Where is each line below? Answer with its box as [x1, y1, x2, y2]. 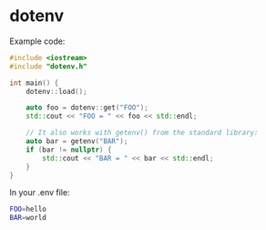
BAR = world [9, 214, 47, 223]
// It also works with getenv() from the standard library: [26, 129, 259, 138]
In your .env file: [9, 187, 70, 198]
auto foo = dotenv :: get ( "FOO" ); [26, 103, 148, 112]
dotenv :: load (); [26, 87, 88, 96]
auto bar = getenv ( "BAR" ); [26, 137, 128, 146]
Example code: [9, 36, 66, 47]
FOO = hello [9, 204, 47, 214]
